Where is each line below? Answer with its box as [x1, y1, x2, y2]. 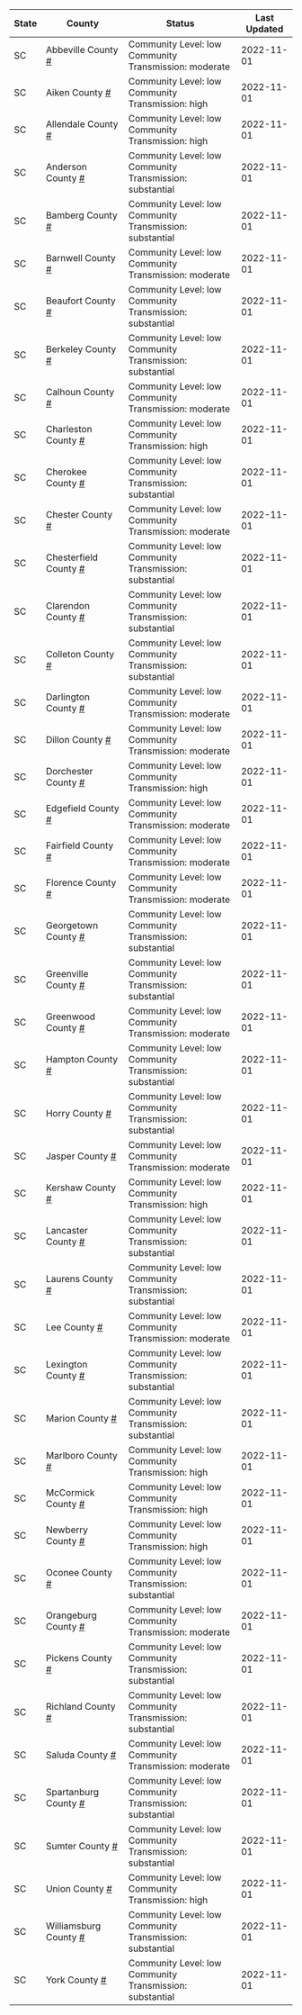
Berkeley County [45, 343, 117, 355]
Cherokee [45, 465, 87, 478]
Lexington [45, 1359, 88, 1370]
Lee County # [45, 1321, 103, 1333]
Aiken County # [45, 86, 111, 98]
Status [165, 17, 195, 30]
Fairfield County [45, 839, 114, 852]
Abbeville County [45, 44, 119, 56]
